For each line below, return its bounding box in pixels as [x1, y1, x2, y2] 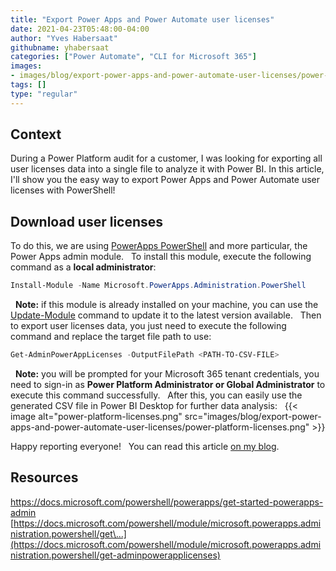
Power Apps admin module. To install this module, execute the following [10, 251, 312, 263]
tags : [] [10, 80, 47, 90]
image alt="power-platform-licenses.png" [10, 411, 183, 422]
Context [10, 126, 62, 143]
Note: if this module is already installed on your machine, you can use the [14, 299, 319, 311]
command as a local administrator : [10, 261, 157, 273]
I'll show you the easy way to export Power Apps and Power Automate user [10, 174, 321, 186]
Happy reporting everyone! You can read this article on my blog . [10, 441, 280, 452]
